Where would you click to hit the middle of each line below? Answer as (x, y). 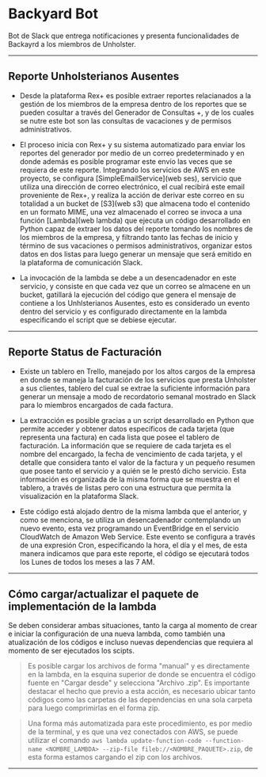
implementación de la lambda (82, 606)
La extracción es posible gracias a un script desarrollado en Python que (137, 420)
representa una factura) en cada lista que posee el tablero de (120, 437)
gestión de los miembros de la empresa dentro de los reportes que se (133, 104)
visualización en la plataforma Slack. (79, 496)
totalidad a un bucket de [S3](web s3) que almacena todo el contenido (135, 204)
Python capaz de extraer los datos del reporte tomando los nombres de (136, 229)
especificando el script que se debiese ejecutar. (98, 320)
